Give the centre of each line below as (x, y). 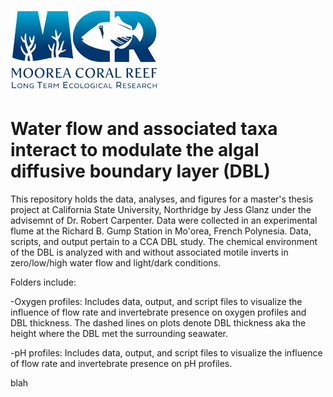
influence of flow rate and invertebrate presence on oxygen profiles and (158, 312)
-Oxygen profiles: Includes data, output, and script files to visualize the (156, 302)
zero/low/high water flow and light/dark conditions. (116, 263)
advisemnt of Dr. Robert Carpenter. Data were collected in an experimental (164, 221)
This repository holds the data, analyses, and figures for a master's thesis (162, 199)
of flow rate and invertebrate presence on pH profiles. (121, 364)
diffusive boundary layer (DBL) (140, 171)
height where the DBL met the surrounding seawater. (119, 334)
